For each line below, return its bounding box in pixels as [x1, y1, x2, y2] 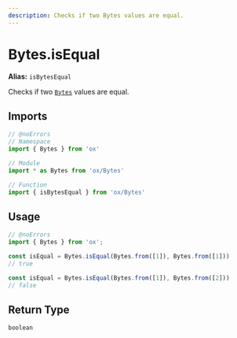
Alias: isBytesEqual [8, 72, 72, 81]
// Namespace [8, 138, 51, 146]
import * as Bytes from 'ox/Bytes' [8, 166, 125, 174]
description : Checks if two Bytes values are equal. [8, 11, 184, 20]
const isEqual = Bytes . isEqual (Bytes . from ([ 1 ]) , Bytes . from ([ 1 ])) [8, 253, 230, 261]
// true [8, 259, 34, 268]
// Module [8, 159, 41, 167]
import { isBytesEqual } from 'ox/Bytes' [8, 188, 146, 196]
